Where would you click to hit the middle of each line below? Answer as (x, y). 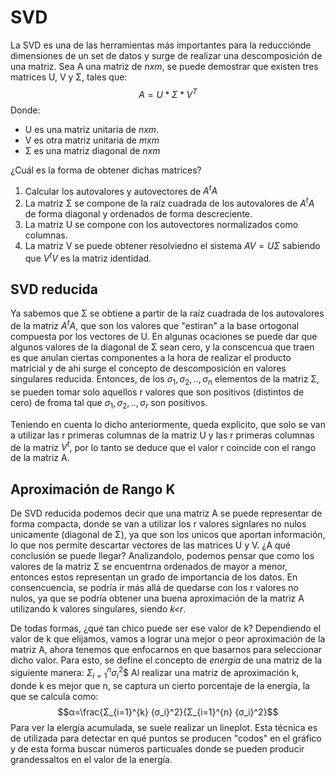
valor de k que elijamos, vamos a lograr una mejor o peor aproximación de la (168, 639)
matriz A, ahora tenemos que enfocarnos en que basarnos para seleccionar (166, 650)
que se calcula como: (54, 696)
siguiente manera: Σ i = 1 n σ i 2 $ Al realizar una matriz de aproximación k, (155, 673)
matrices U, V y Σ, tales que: (69, 77)
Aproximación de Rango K (93, 489)
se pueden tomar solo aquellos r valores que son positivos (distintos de (157, 392)
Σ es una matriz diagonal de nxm (92, 150)
